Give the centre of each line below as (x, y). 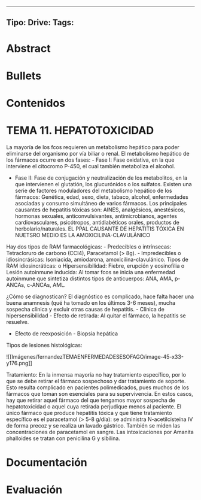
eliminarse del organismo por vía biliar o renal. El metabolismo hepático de (98, 153)
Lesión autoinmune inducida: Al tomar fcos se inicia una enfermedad (91, 272)
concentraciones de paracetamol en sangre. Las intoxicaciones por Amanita (100, 432)
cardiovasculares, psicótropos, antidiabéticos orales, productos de (97, 222)
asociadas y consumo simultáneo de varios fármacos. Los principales (101, 203)
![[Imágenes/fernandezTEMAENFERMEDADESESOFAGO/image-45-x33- (95, 356)
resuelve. (18, 322)
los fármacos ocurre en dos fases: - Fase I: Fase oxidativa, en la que (90, 160)
